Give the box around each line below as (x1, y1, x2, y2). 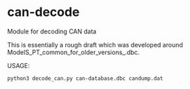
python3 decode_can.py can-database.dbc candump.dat (7, 74, 164, 82)
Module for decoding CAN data (7, 27, 97, 35)
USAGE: (7, 61, 30, 70)
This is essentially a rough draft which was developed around (7, 40, 183, 49)
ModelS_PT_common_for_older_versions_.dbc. (7, 48, 140, 56)
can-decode (7, 4, 80, 20)
